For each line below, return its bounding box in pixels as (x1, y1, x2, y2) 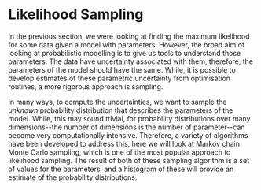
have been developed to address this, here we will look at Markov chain (8, 139, 241, 148)
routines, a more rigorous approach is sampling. (8, 81, 164, 91)
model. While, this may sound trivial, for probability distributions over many (8, 114, 251, 123)
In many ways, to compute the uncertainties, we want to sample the (8, 97, 227, 106)
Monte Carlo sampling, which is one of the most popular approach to (8, 147, 231, 157)
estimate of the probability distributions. (8, 172, 138, 182)
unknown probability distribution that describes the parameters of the (8, 105, 233, 115)
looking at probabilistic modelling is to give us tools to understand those (8, 48, 241, 58)
